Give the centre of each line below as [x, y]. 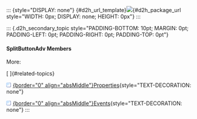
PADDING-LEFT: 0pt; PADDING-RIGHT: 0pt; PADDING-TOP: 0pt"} [87, 34]
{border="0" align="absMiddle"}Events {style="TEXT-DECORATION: [98, 103]
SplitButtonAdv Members [39, 48]
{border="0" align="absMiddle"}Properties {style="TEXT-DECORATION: [102, 85]
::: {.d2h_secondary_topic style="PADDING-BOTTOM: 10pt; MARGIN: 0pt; [98, 28]
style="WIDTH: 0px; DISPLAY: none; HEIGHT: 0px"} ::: [74, 16]
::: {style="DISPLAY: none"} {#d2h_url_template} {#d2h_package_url [94, 10]
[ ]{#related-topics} [31, 74]
